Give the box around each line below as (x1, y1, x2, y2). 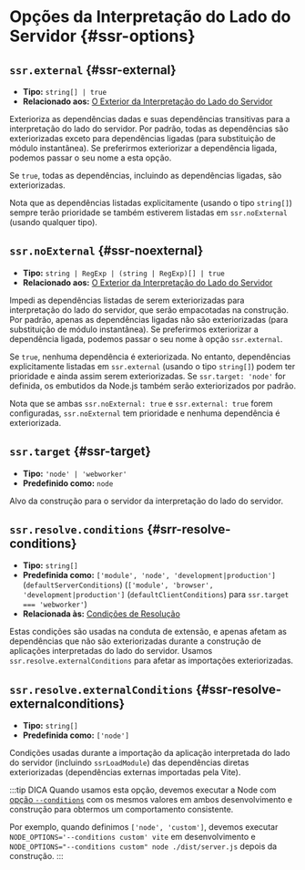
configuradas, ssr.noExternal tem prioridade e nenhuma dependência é (9, 408, 280, 419)
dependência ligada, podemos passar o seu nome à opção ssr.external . (9, 333, 283, 344)
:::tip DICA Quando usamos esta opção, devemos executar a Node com (9, 784, 277, 795)
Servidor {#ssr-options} (9, 26, 196, 47)
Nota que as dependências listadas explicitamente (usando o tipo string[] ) (9, 198, 293, 208)
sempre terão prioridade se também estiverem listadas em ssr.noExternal (9, 207, 289, 218)
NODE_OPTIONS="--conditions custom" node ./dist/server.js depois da (9, 841, 278, 852)
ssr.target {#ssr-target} (9, 444, 152, 460)
